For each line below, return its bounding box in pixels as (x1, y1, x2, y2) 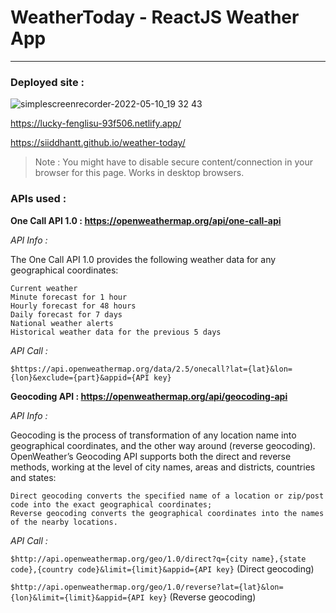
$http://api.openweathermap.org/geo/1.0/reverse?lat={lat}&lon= (10, 582, 284, 592)
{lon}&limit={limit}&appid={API (10, 592, 145, 603)
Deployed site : (10, 75, 85, 89)
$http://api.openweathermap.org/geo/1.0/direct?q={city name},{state (10, 554, 307, 564)
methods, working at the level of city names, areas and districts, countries (10, 461, 316, 473)
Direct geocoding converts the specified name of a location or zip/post (10, 491, 325, 501)
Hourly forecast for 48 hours (10, 301, 137, 311)
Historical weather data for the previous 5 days (10, 327, 222, 337)
